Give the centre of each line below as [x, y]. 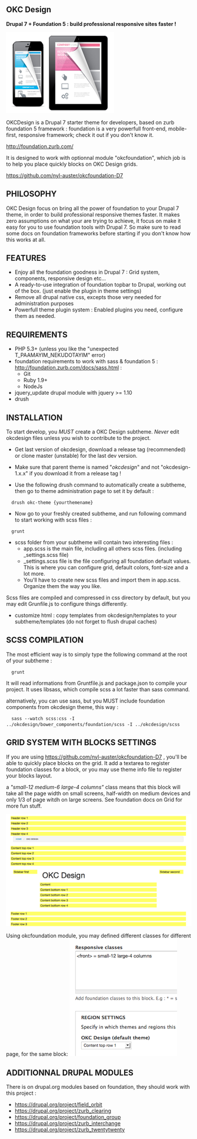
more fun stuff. [24, 806]
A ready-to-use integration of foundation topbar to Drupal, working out [100, 285]
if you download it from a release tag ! [75, 474]
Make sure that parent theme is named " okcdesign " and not [87, 467]
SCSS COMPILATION [45, 640]
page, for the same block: [37, 1054]
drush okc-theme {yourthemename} [52, 503]
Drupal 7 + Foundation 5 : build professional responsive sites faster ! [91, 24]
